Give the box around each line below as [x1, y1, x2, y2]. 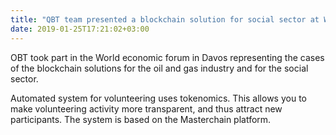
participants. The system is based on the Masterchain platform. [10, 113, 272, 125]
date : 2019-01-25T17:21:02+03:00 [10, 24, 150, 34]
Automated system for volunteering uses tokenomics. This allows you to [10, 92, 307, 104]
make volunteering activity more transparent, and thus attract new [10, 102, 283, 115]
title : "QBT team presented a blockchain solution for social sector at [10, 14, 320, 25]
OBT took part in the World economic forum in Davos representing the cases [10, 51, 325, 63]
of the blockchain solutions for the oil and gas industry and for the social [10, 62, 309, 74]
